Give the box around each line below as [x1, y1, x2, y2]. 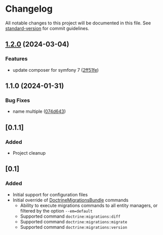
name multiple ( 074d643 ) [12, 108, 66, 114]
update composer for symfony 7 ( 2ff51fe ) [12, 67, 99, 73]
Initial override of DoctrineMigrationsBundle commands [12, 197, 128, 203]
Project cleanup [12, 150, 46, 156]
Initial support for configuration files [12, 191, 88, 197]
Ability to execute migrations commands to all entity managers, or [20, 202, 158, 209]
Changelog [5, 3, 53, 15]
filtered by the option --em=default [20, 208, 93, 214]
